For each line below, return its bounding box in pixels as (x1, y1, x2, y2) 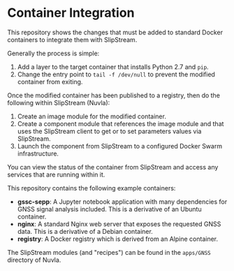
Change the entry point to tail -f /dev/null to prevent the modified (17, 70, 215, 78)
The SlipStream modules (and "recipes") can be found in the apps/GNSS (7, 248, 211, 256)
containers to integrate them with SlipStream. (7, 35, 138, 43)
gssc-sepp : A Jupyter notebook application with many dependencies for (17, 197, 228, 206)
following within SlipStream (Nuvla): (7, 98, 110, 106)
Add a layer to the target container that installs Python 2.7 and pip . (17, 62, 209, 71)
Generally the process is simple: (7, 49, 100, 57)
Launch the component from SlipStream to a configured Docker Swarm (17, 141, 222, 150)
